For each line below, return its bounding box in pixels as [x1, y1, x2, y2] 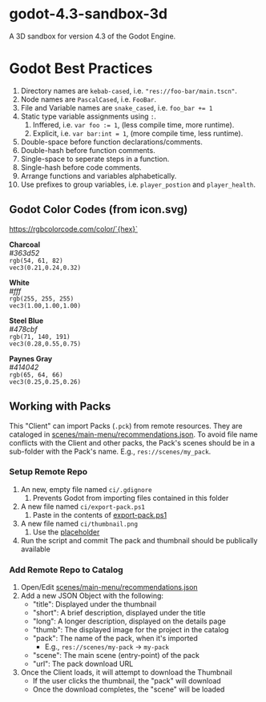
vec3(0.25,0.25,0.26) [9, 377, 82, 385]
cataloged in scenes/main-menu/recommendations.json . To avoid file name [9, 430, 259, 439]
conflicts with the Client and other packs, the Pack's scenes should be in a [9, 438, 256, 447]
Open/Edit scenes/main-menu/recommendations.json [20, 583, 199, 592]
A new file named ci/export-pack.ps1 [20, 502, 145, 511]
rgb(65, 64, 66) [9, 370, 63, 379]
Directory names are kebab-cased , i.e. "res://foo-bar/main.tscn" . [20, 86, 237, 95]
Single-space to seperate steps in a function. [20, 154, 170, 163]
